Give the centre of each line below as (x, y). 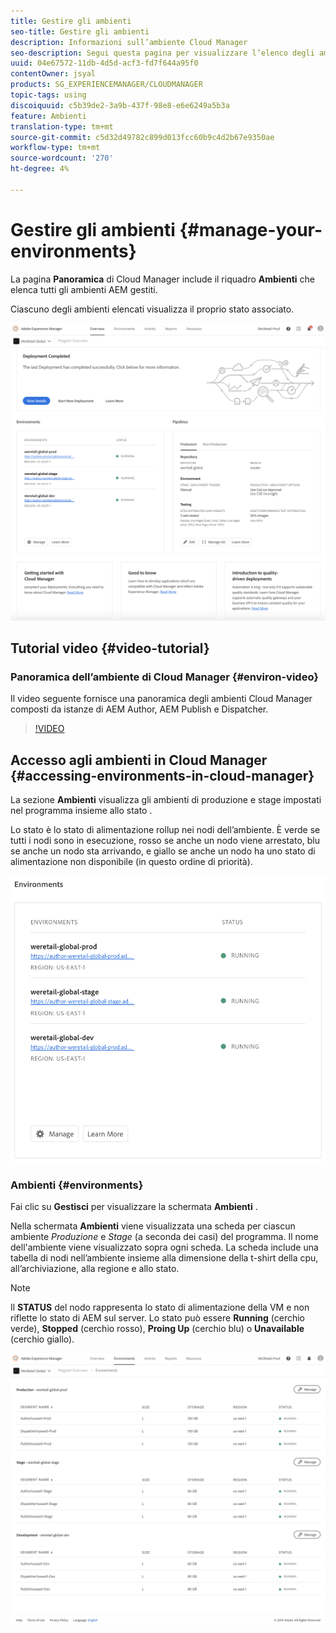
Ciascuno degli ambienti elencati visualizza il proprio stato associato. (152, 309)
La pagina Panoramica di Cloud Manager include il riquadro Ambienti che (163, 279)
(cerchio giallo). (42, 1339)
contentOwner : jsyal (53, 74)
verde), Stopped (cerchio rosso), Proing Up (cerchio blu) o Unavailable (157, 1328)
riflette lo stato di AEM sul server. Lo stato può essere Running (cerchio (157, 1318)
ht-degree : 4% (40, 169)
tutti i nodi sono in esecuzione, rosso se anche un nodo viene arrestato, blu (165, 841)
